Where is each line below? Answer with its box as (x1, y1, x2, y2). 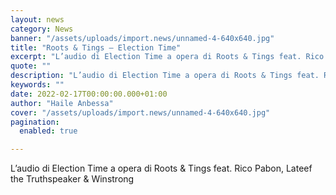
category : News (10, 24, 74, 34)
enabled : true (19, 126, 78, 136)
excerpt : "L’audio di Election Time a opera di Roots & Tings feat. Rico (10, 52, 325, 62)
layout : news (10, 14, 65, 25)
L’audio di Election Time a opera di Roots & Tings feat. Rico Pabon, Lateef (10, 162, 313, 175)
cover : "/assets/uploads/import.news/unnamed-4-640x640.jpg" (10, 107, 271, 118)
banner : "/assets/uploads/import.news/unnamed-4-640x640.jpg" (10, 33, 275, 43)
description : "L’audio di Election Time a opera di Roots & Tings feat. (10, 71, 320, 81)
